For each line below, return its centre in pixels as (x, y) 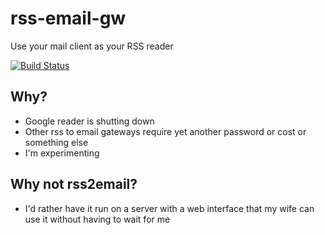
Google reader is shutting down (89, 121)
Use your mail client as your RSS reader (92, 46)
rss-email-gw (68, 18)
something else (56, 142)
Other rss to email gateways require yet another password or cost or (165, 131)
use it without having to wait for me (97, 219)
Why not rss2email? (74, 184)
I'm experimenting (62, 153)
